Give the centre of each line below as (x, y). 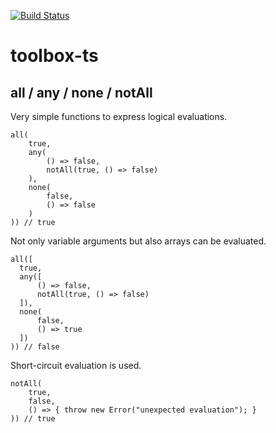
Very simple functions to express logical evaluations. (119, 116)
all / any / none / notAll (81, 92)
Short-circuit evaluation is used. (76, 365)
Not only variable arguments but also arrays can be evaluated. (138, 241)
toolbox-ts (54, 56)
